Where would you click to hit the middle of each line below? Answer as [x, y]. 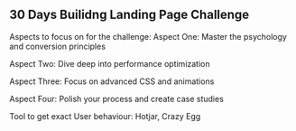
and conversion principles [58, 46]
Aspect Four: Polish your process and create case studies [116, 98]
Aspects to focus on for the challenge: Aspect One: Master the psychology [148, 36]
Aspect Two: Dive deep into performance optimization [110, 63]
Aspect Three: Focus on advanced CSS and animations [112, 81]
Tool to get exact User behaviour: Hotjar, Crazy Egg [105, 116]
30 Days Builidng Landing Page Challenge [129, 15]
